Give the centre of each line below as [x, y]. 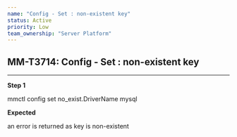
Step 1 [17, 86]
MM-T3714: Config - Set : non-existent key [103, 61]
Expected [22, 112]
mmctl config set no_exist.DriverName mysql [72, 99]
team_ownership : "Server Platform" [60, 33]
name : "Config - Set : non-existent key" [69, 14]
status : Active [30, 20]
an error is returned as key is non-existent [68, 126]
